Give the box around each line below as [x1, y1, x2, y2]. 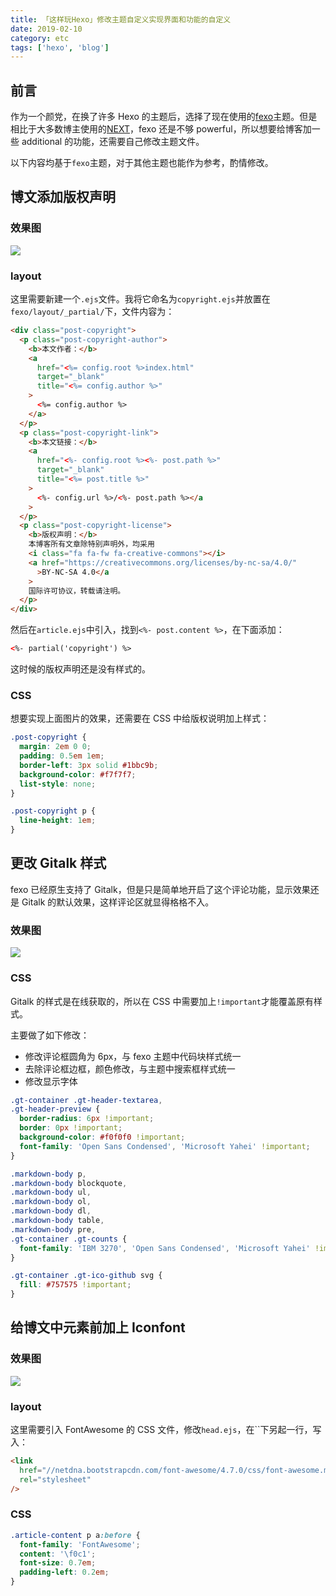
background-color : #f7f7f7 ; [19, 769, 137, 780]
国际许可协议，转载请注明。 [28, 586, 126, 596]
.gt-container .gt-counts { [10, 1234, 128, 1244]
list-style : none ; [19, 779, 97, 789]
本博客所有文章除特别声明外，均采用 [28, 539, 155, 550]
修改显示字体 [24, 1075, 78, 1087]
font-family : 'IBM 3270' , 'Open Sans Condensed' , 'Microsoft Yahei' [19, 1243, 311, 1253]
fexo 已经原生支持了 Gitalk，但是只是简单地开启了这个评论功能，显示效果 [10, 883, 311, 895]
